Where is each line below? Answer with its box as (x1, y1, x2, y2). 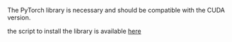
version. (7, 13, 31, 22)
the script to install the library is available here (7, 27, 141, 35)
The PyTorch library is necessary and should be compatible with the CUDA (7, 6, 225, 14)
